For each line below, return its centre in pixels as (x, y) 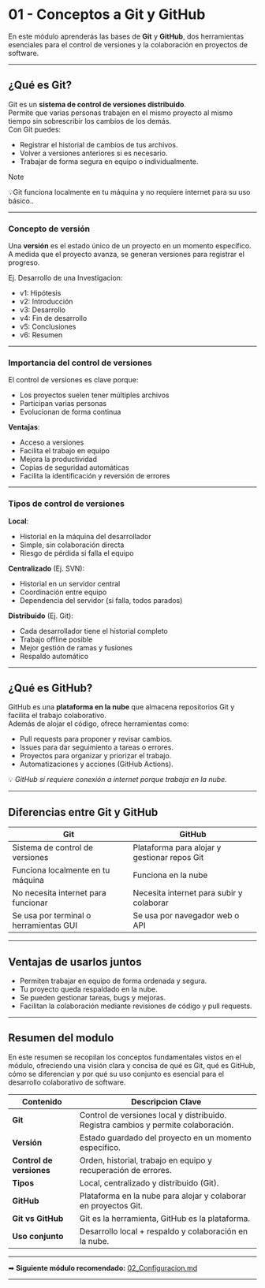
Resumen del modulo (61, 1038)
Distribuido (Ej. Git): (41, 616)
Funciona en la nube (170, 875)
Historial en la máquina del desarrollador (85, 536)
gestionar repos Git (168, 858)
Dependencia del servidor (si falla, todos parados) (101, 600)
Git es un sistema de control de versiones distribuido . (97, 104)
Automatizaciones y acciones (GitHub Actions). (96, 764)
